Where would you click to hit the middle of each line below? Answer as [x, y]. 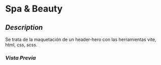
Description [24, 27]
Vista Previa [21, 57]
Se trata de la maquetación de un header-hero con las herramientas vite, [81, 39]
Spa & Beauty [34, 9]
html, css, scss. [21, 45]
